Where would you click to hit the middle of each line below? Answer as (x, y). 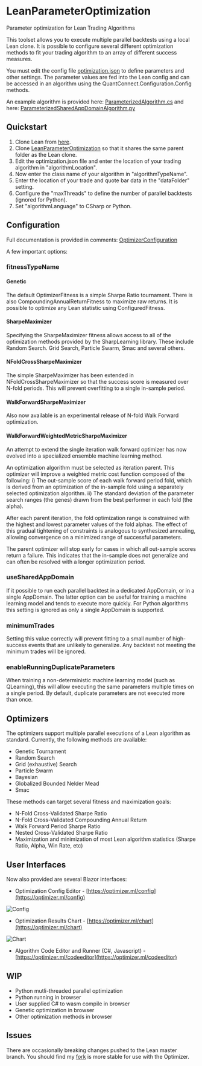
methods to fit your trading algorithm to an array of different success (92, 52)
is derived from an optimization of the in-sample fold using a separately (95, 487)
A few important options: (37, 251)
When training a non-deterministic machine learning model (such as (91, 680)
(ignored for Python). (41, 199)
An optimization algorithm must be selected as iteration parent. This (90, 467)
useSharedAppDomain (40, 577)
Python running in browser (48, 997)
